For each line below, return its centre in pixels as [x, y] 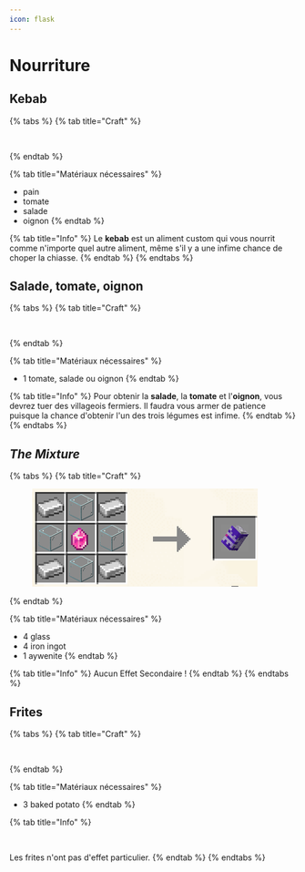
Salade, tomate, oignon [76, 287]
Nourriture [50, 65]
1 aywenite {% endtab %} [70, 656]
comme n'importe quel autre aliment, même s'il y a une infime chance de [146, 248]
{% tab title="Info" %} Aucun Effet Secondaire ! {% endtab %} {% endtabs [149, 673]
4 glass [36, 637]
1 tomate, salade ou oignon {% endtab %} [101, 379]
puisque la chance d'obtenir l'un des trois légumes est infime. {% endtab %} [152, 415]
